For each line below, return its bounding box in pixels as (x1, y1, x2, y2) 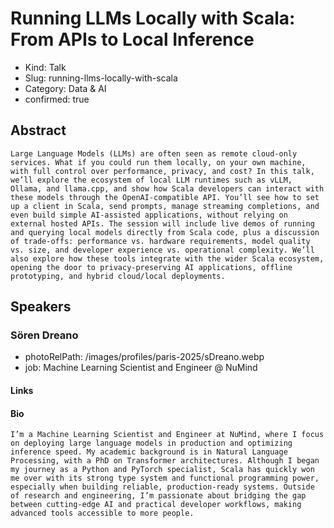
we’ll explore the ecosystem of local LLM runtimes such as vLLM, (10, 175, 293, 185)
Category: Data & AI (24, 82, 107, 94)
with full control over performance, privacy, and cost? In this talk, (10, 166, 315, 176)
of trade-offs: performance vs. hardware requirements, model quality (10, 236, 311, 246)
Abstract (10, 122, 67, 139)
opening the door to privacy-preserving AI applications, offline (10, 262, 293, 272)
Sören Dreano (10, 328, 79, 342)
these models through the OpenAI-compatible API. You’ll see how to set (10, 192, 320, 202)
